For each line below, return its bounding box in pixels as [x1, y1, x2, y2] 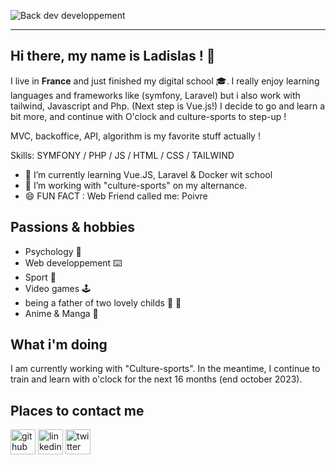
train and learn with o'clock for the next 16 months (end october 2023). [10, 373, 303, 385]
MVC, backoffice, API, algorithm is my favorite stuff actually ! [10, 130, 261, 142]
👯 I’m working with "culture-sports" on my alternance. [24, 179, 248, 191]
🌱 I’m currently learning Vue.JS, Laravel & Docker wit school [24, 168, 273, 180]
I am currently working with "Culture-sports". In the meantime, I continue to [10, 363, 321, 375]
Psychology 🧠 [24, 245, 82, 257]
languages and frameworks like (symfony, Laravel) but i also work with [10, 89, 301, 101]
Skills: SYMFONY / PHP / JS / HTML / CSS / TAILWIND [10, 149, 235, 161]
